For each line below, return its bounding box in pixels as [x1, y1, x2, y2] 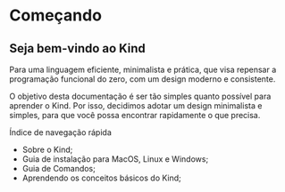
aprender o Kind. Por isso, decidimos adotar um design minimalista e [9, 100, 263, 111]
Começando [9, 5, 103, 26]
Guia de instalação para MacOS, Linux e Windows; [21, 154, 209, 164]
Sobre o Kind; [21, 144, 73, 155]
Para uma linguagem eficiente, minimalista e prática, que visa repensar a [9, 64, 277, 75]
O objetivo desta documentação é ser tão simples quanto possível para [9, 91, 272, 101]
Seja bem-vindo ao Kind [9, 41, 146, 56]
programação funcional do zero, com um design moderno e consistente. [9, 74, 276, 84]
